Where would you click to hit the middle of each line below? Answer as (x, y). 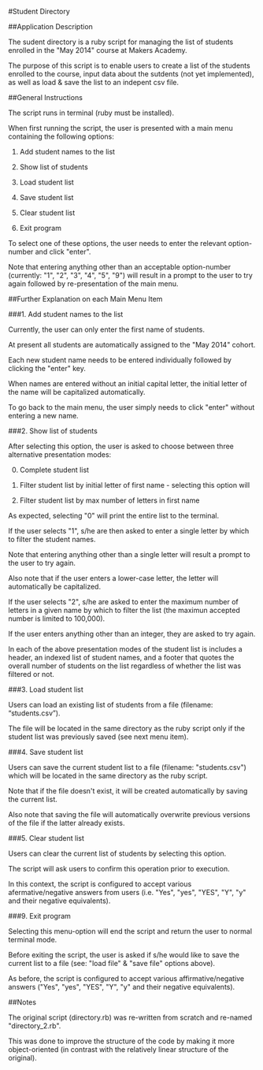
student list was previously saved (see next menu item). (98, 737)
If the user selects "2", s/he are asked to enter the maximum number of (123, 602)
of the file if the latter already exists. (67, 823)
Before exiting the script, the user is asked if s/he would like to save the (124, 955)
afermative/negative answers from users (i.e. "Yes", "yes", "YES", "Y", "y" (127, 892)
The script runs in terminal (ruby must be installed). (91, 113)
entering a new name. (43, 416)
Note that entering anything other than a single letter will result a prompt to (129, 554)
